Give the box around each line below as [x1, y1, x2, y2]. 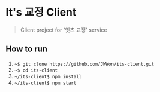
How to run [5, 44, 48, 54]
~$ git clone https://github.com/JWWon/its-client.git [14, 61, 155, 67]
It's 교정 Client [5, 5, 77, 19]
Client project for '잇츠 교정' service [20, 26, 107, 33]
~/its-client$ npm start [14, 80, 77, 86]
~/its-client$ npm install [14, 73, 82, 79]
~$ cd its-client [14, 67, 58, 73]
